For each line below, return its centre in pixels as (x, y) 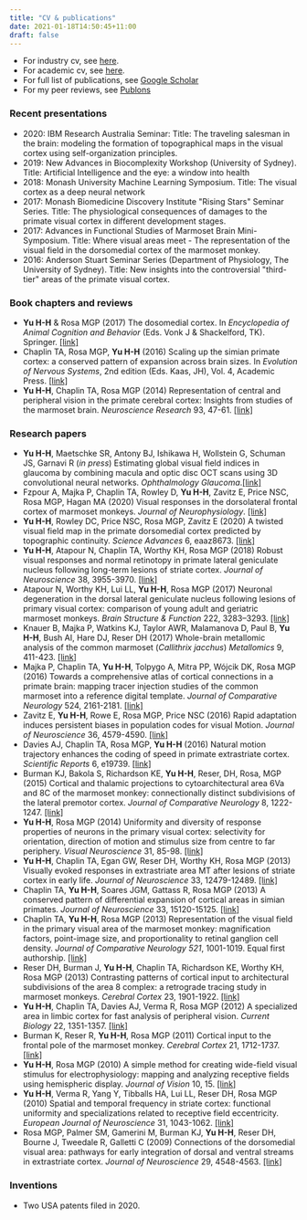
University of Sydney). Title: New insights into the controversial (141, 269)
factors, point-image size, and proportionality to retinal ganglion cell (150, 939)
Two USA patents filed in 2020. (81, 1205)
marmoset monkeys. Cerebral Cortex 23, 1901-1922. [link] (131, 997)
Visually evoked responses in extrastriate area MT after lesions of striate (159, 871)
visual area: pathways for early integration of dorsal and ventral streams (158, 1152)
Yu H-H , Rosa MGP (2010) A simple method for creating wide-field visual (160, 1065)
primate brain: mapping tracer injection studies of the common (140, 687)
